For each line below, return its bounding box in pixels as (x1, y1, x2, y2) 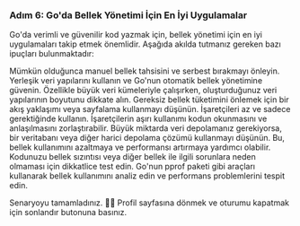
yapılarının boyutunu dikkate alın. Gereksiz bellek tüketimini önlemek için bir (9, 94, 289, 105)
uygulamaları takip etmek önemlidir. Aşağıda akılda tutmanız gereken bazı (9, 39, 281, 49)
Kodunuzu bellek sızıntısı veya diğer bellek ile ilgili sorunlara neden (9, 152, 256, 162)
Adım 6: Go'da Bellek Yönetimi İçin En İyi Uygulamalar (9, 9, 248, 22)
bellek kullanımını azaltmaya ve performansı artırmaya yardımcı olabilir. (9, 142, 271, 152)
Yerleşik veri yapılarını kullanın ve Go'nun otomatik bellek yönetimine (9, 75, 263, 86)
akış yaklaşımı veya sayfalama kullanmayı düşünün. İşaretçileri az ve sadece (9, 104, 291, 115)
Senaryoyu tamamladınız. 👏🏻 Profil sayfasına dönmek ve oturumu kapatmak (9, 197, 290, 208)
